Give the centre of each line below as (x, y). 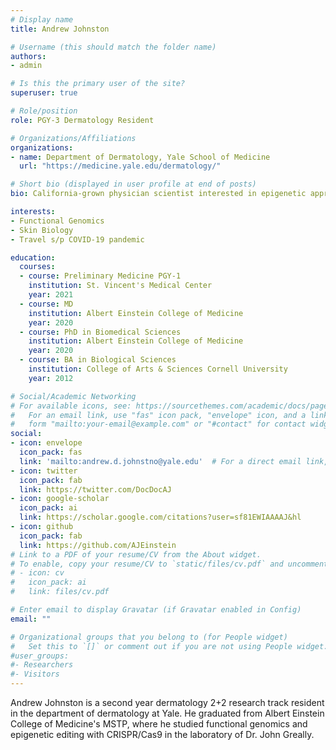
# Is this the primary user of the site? (98, 84)
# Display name (42, 19)
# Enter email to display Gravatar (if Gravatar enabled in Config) (156, 610)
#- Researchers (42, 665)
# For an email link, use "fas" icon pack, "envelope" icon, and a (158, 415)
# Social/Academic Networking (73, 396)
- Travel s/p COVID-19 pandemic (77, 239)
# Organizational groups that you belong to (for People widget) (149, 637)
